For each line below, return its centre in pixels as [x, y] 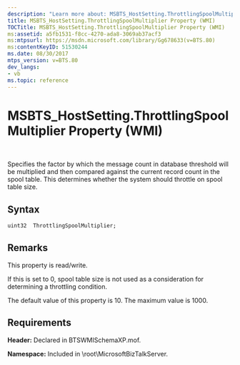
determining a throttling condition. [57, 287]
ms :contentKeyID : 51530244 [47, 47]
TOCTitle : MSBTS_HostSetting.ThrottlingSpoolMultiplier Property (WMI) [116, 27]
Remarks [28, 248]
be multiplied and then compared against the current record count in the [114, 172]
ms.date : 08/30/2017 [38, 54]
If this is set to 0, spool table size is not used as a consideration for [106, 279]
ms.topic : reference [38, 80]
